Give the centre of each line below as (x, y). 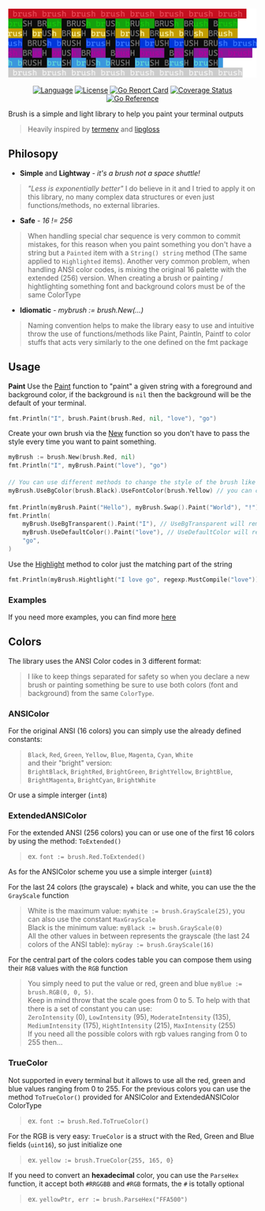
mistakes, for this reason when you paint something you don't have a (140, 244)
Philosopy (34, 154)
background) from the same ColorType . (91, 693)
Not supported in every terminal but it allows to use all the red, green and (127, 1080)
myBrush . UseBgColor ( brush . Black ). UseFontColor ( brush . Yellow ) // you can (130, 490)
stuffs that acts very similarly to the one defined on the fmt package (138, 342)
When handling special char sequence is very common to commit (134, 236)
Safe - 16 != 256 (46, 220)
